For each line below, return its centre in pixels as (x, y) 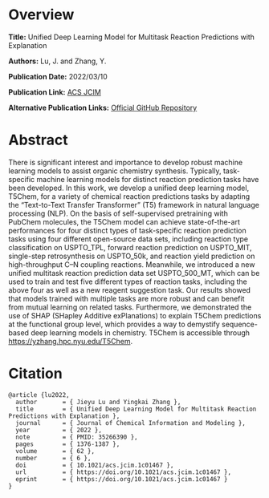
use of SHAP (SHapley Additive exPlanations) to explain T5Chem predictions (135, 315)
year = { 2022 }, (59, 430)
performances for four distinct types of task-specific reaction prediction (127, 230)
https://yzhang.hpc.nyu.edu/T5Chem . (71, 341)
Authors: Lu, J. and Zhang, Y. (57, 61)
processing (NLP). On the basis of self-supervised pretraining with (118, 213)
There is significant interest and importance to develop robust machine (126, 162)
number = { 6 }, (53, 458)
